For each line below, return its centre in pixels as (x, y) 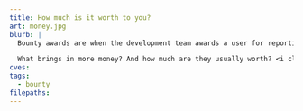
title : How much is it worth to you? (80, 18)
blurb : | (26, 34)
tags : (19, 76)
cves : (19, 68)
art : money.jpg (38, 26)
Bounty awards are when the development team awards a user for (141, 43)
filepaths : (30, 92)
